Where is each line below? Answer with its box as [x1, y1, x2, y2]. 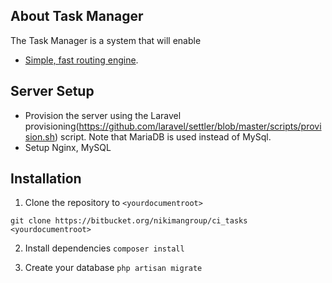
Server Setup [10, 83, 95, 100]
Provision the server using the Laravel [24, 109, 182, 121]
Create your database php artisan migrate [24, 262, 203, 274]
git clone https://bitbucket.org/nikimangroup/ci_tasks [10, 216, 248, 226]
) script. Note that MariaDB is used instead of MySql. [54, 130, 272, 143]
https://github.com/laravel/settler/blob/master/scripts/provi [78, 120, 322, 132]
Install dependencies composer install [24, 242, 185, 254]
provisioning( [24, 120, 80, 132]
